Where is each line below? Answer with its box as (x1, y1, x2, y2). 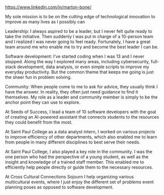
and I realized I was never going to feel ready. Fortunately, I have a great (5, 39, 151, 45)
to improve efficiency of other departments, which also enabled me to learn (5, 134, 158, 140)
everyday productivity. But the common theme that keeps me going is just (5, 69, 154, 75)
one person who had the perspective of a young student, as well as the (5, 154, 148, 160)
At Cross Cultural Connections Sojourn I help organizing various (5, 174, 134, 179)
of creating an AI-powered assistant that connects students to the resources (5, 114, 159, 120)
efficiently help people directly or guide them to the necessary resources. (5, 164, 153, 170)
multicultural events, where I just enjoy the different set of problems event (5, 179, 154, 185)
